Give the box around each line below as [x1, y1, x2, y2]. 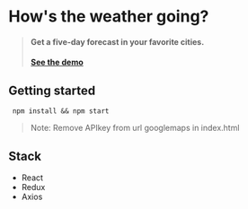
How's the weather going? [8, 6, 209, 27]
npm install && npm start [12, 107, 110, 116]
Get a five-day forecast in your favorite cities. [30, 36, 205, 47]
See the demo [30, 57, 84, 68]
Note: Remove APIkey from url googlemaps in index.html [30, 123, 240, 134]
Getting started [8, 83, 96, 98]
